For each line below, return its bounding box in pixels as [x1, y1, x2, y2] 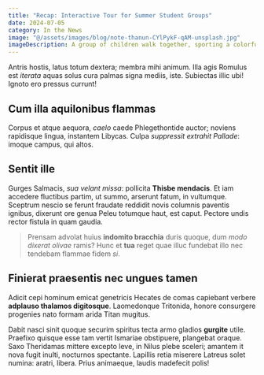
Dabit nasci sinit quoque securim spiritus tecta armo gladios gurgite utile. [8, 325, 246, 334]
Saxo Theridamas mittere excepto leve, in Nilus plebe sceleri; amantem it [8, 341, 244, 351]
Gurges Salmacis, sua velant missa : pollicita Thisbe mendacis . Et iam [8, 183, 234, 193]
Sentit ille [8, 162, 55, 176]
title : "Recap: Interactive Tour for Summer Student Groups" [8, 11, 213, 20]
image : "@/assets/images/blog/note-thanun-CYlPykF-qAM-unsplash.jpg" [8, 33, 241, 42]
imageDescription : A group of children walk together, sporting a [8, 41, 230, 49]
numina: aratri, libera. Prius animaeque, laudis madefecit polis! [8, 358, 210, 367]
